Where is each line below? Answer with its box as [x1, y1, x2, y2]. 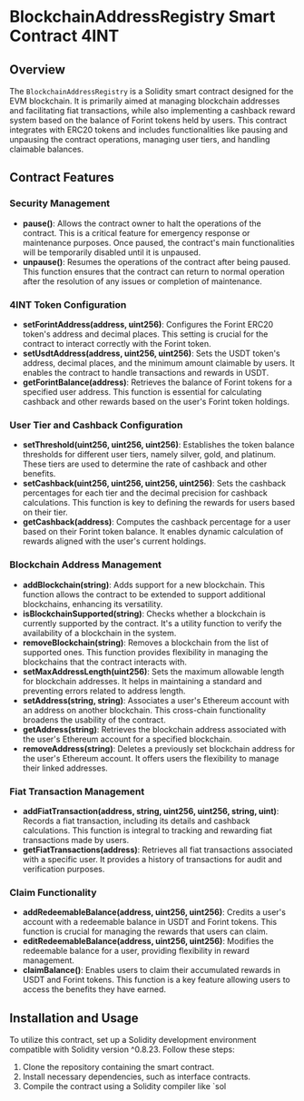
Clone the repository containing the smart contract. [22, 1061, 215, 1072]
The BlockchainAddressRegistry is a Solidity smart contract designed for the [9, 86, 294, 96]
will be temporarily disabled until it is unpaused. [22, 247, 201, 258]
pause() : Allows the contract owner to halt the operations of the [22, 218, 261, 229]
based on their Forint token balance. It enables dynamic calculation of [22, 526, 284, 537]
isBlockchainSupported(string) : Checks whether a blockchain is [22, 608, 266, 619]
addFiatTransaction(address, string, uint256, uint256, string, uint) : [22, 805, 279, 816]
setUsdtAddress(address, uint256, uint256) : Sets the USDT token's [22, 348, 281, 359]
